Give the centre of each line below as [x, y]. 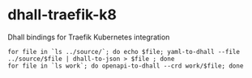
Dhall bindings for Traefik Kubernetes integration [89, 37]
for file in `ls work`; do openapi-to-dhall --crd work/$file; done [126, 66]
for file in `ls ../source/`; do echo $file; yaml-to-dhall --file [124, 51]
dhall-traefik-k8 [62, 15]
